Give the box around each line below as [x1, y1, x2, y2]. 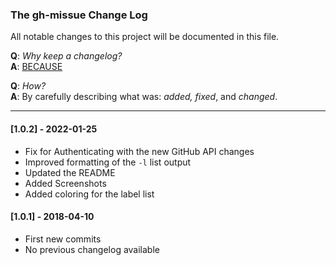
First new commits [24, 233, 102, 245]
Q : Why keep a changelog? [10, 50, 123, 62]
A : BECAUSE [10, 61, 63, 73]
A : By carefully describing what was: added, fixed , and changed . [10, 91, 278, 103]
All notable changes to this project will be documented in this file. [10, 31, 280, 43]
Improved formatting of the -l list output [24, 156, 192, 168]
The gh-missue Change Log [10, 8, 148, 22]
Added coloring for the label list [24, 188, 155, 200]
